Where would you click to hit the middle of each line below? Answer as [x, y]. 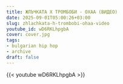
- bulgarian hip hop [32, 46]
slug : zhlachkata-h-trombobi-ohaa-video [58, 23]
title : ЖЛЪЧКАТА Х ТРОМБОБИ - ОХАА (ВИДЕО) [62, 12]
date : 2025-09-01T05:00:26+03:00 [48, 18]
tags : [13, 40]
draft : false [23, 57]
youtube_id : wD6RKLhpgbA [38, 29]
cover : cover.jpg [28, 35]
